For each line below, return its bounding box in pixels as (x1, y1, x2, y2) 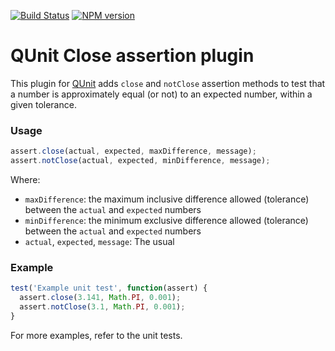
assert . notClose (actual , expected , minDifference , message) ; (10, 156, 271, 166)
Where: (10, 173, 41, 185)
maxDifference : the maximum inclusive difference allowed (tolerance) (24, 193, 310, 205)
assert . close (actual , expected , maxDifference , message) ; (10, 146, 257, 157)
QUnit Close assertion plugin (10, 45, 255, 67)
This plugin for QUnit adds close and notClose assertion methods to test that (10, 77, 326, 89)
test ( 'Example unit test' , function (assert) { (10, 283, 208, 294)
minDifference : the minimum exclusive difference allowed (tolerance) (24, 214, 309, 226)
